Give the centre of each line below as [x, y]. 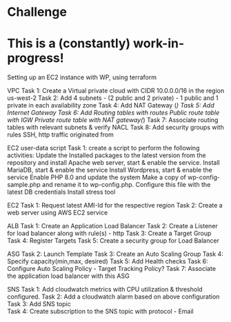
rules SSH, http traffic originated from [60, 134]
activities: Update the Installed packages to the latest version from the [107, 155]
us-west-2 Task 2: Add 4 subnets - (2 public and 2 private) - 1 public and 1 [113, 98]
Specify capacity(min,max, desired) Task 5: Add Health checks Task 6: [108, 261]
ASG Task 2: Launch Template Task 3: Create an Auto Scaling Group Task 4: [115, 254]
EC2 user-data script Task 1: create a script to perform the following [103, 148]
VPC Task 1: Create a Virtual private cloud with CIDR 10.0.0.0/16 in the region [116, 91]
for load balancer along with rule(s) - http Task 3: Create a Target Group [109, 233]
